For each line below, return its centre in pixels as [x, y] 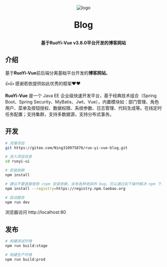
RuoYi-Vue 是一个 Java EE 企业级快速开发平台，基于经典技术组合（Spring [81, 95]
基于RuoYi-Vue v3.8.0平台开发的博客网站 [83, 43]
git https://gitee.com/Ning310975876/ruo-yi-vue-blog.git [66, 148]
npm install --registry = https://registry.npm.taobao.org [65, 188]
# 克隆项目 [15, 143]
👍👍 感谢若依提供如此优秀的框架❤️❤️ [43, 83]
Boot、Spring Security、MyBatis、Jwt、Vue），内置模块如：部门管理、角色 [82, 101]
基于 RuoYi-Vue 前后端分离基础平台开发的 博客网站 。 [58, 73]
